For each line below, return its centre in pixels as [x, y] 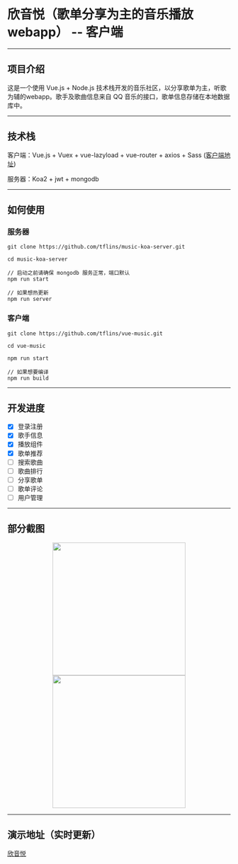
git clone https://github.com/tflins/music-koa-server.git [96, 247]
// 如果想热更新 [28, 293]
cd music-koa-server [38, 259]
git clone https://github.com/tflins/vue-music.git [85, 334]
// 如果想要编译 [28, 372]
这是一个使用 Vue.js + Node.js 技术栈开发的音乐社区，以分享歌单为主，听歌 [117, 87]
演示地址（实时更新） [54, 835]
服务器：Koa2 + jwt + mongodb [53, 178]
